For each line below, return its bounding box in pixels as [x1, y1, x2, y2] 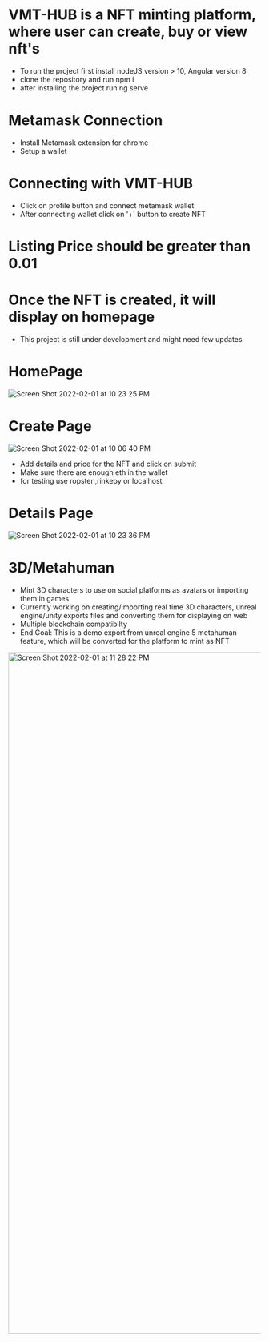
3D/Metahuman [8, 558, 114, 577]
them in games [19, 593, 70, 603]
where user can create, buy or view [8, 22, 248, 41]
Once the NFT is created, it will [8, 291, 216, 309]
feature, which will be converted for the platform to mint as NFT [19, 636, 230, 645]
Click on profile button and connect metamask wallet [19, 200, 195, 210]
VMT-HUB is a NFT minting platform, [8, 6, 256, 24]
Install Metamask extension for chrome [19, 138, 149, 147]
